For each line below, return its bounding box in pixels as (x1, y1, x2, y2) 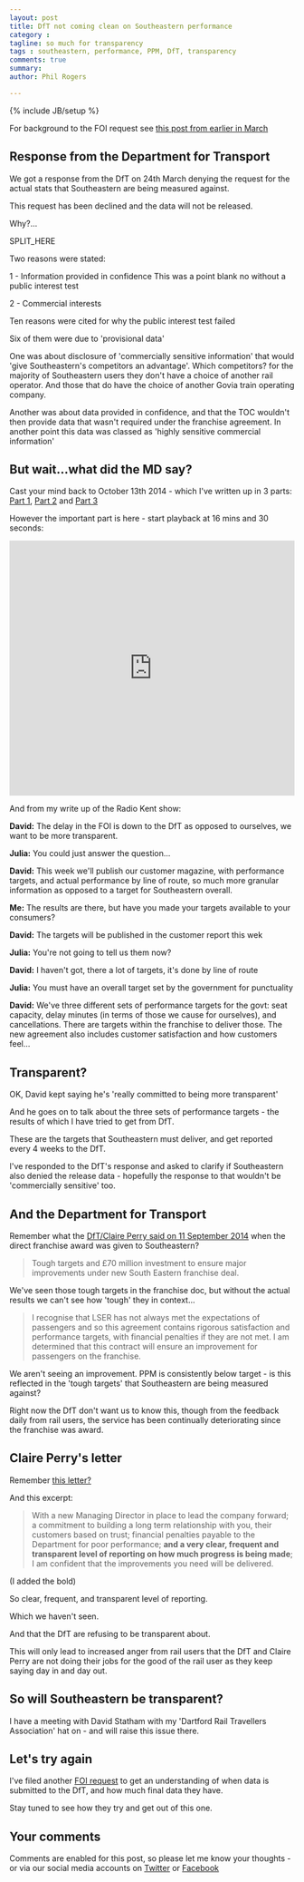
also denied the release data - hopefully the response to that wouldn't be (9, 1171, 281, 1182)
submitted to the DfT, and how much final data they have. (9, 1785, 223, 1796)
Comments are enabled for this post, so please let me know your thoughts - (9, 1853, 291, 1864)
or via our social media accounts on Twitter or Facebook (9, 1863, 220, 1874)
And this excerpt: (9, 1492, 74, 1503)
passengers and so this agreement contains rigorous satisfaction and (31, 1321, 290, 1332)
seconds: (9, 522, 44, 533)
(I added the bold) (9, 1575, 77, 1586)
